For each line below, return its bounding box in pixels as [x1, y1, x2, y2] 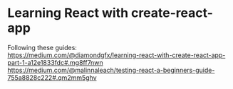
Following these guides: [7, 43, 77, 52]
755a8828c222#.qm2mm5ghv [7, 73, 98, 82]
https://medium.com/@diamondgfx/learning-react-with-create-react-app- [7, 51, 226, 59]
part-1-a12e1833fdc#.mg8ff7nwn [7, 58, 103, 66]
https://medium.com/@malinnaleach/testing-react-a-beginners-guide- [7, 66, 215, 74]
